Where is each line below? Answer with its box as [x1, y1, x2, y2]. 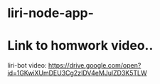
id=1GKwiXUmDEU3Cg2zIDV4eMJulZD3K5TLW [7, 69, 147, 78]
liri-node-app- [7, 5, 95, 21]
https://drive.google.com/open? [48, 61, 142, 70]
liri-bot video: [7, 61, 47, 70]
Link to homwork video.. [7, 38, 154, 54]
